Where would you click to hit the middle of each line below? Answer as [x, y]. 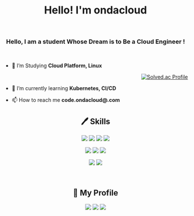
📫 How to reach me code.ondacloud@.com [66, 100]
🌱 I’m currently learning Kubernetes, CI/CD [64, 88]
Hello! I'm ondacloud [96, 10]
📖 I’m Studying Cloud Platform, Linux [57, 66]
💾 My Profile [96, 193]
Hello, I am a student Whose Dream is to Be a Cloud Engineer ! [96, 42]
